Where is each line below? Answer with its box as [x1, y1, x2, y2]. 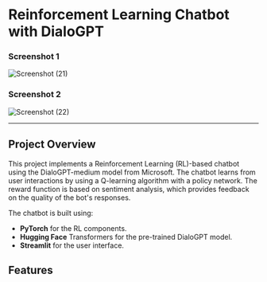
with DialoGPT [8, 22, 105, 41]
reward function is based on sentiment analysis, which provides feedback [8, 184, 250, 194]
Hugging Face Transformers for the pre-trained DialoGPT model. [19, 232, 233, 241]
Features [8, 263, 53, 276]
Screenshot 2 [8, 89, 61, 100]
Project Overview [8, 138, 96, 151]
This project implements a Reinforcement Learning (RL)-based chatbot [8, 159, 240, 168]
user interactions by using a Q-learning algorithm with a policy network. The [8, 175, 258, 185]
